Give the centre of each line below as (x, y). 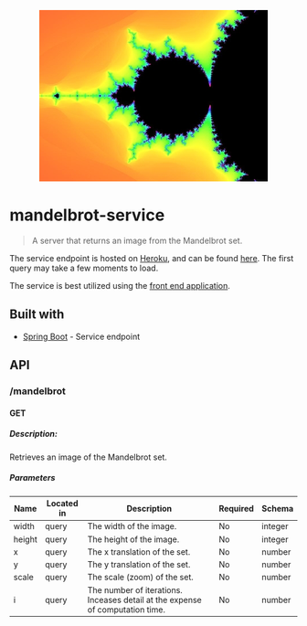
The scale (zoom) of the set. (140, 578)
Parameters (32, 478)
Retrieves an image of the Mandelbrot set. (88, 457)
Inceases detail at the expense (145, 599)
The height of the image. (133, 539)
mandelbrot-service (87, 215)
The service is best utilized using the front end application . (120, 285)
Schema (278, 508)
